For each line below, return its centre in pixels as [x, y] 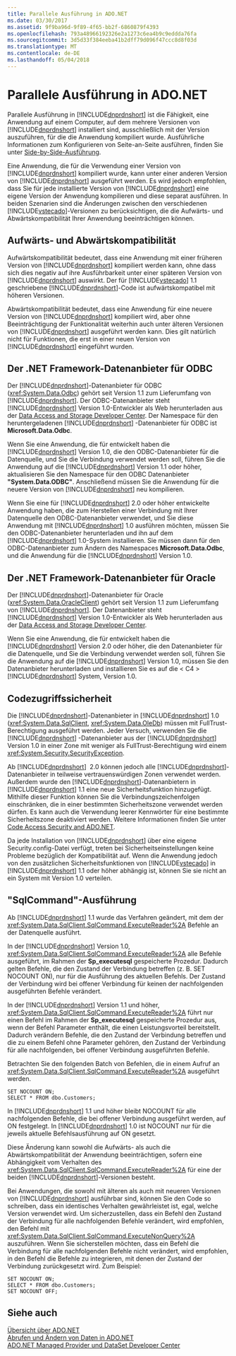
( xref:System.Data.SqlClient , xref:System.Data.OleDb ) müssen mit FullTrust [116, 723]
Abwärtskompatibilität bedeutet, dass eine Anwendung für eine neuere [110, 309]
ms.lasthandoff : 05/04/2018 [49, 60]
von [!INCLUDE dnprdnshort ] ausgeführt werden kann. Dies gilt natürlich [112, 331]
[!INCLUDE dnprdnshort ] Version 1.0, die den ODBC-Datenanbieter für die [113, 452]
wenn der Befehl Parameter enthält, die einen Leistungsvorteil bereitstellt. [114, 1027]
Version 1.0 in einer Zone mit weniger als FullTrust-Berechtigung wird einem [117, 745]
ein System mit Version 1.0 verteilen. [60, 878]
